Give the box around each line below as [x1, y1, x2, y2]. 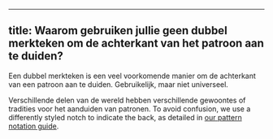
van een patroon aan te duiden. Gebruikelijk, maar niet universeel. [8, 79, 229, 89]
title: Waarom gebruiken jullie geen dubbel [8, 24, 227, 37]
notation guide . [8, 121, 59, 131]
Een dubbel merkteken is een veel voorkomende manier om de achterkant [8, 71, 256, 80]
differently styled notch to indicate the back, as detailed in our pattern [8, 112, 242, 122]
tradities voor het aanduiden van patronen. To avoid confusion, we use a [8, 103, 251, 114]
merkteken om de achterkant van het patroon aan [8, 37, 264, 50]
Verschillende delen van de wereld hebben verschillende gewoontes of [8, 95, 246, 105]
